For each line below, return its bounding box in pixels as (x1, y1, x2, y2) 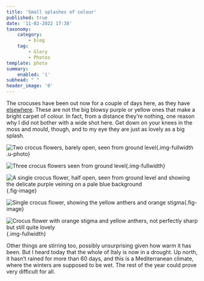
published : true (6, 15, 48, 21)
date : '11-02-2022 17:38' (6, 20, 72, 26)
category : (17, 32, 43, 38)
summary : (6, 65, 29, 72)
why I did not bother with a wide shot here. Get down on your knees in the (6, 119, 192, 126)
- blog (28, 37, 45, 43)
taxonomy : (6, 26, 32, 32)
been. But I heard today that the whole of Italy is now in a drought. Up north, (6, 249, 198, 255)
